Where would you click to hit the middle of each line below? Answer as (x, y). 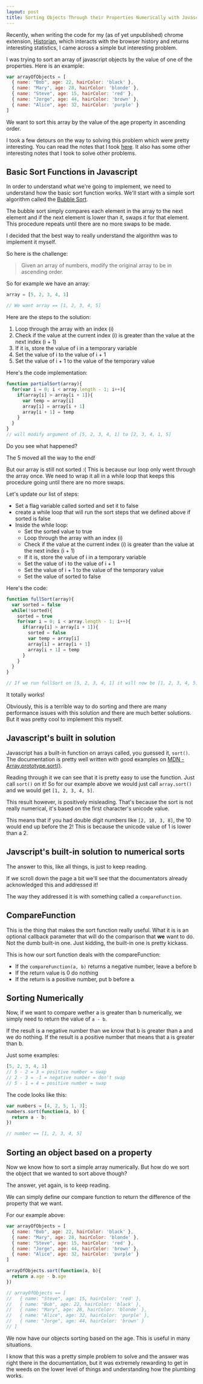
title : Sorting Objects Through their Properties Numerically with (93, 18)
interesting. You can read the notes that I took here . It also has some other (98, 146)
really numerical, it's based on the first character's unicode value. (88, 808)
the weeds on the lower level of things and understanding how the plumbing (101, 1369)
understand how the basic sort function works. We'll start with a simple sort (100, 193)
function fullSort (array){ (40, 599)
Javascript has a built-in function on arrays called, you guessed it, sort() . (98, 753)
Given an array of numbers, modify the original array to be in (96, 265)
